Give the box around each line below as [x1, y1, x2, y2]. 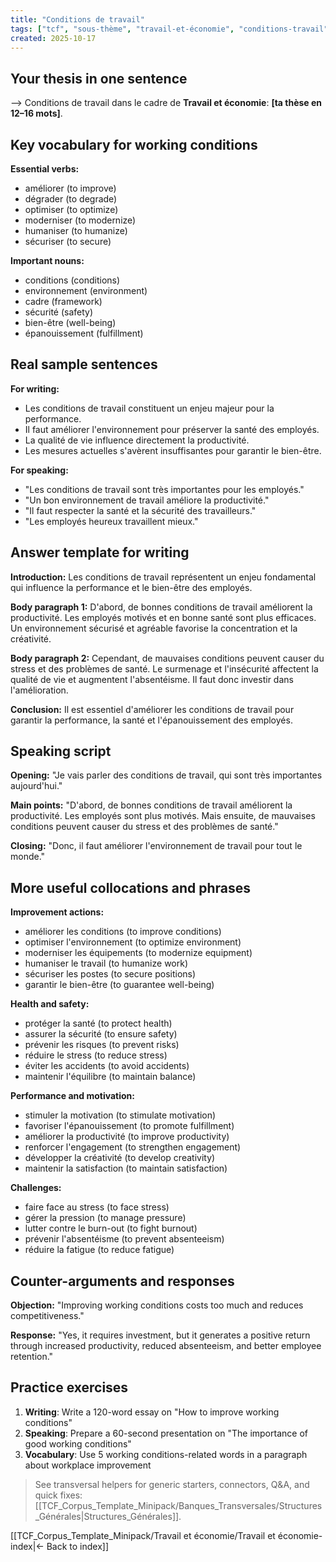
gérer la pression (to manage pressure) [24, 1212, 187, 1224]
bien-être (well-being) [24, 317, 117, 328]
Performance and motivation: [10, 1090, 135, 1102]
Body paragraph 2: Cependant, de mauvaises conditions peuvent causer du [10, 652, 325, 664]
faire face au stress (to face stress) [24, 1201, 170, 1213]
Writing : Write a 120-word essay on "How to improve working [24, 1406, 280, 1418]
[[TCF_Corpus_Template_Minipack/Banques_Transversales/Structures [34, 1499, 323, 1511]
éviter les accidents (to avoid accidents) [24, 1060, 190, 1072]
